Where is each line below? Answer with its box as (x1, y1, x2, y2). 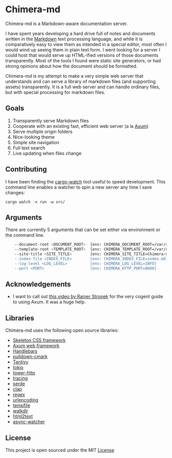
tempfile (12, 402, 31, 408)
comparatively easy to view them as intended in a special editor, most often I (5, 41, 167, 47)
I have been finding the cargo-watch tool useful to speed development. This (5, 178, 166, 185)
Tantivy (12, 359, 29, 365)
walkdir (12, 408, 29, 414)
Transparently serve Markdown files (12, 118, 89, 124)
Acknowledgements (5, 280, 71, 289)
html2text (12, 413, 33, 420)
